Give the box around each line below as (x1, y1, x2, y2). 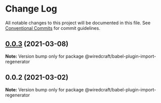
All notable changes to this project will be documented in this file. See (5, 20, 151, 26)
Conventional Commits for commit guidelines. (5, 25, 100, 31)
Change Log (5, 3, 57, 15)
